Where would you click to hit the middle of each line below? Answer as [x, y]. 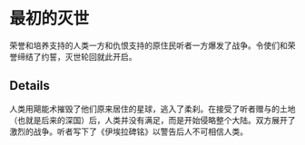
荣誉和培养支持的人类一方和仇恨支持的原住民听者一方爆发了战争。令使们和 [148, 45]
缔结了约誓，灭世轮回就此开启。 [77, 56]
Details [30, 86]
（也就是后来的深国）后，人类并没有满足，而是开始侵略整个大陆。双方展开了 [152, 120]
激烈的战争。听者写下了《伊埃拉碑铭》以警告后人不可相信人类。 [128, 131]
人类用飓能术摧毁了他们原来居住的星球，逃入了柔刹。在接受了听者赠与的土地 [152, 109]
